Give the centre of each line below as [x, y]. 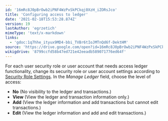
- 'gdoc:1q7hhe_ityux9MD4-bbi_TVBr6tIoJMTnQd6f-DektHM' [69, 42]
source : [13, 47]
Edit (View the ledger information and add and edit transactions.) [79, 112]
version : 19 [17, 24]
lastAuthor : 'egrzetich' [31, 28]
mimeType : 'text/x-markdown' [35, 33]
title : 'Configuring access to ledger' [47, 14]
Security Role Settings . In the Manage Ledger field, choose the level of [78, 76]
